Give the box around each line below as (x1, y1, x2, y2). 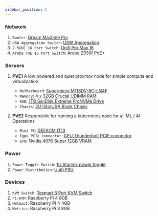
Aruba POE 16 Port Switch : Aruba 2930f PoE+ (12, 50, 105, 56)
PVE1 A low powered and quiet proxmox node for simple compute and (12, 73, 154, 79)
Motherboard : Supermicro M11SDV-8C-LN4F (19, 88, 108, 94)
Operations (12, 118, 35, 124)
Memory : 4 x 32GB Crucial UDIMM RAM (19, 93, 97, 99)
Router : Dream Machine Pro (12, 34, 68, 40)
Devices (5, 179, 25, 186)
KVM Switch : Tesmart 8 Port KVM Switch (12, 190, 93, 195)
